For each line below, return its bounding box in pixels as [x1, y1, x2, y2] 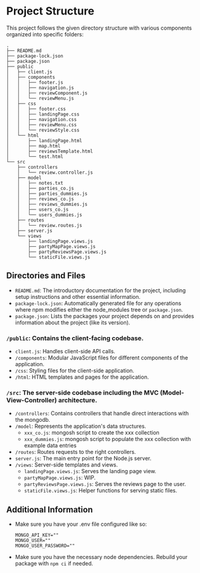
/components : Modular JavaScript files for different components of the [15, 354, 189, 361]
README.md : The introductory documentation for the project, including [15, 286, 186, 294]
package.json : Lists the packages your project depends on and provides [15, 312, 195, 319]
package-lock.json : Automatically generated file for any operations [15, 300, 181, 307]
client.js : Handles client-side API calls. [15, 348, 116, 355]
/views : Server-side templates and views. [15, 461, 118, 468]
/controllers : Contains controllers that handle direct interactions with [15, 410, 189, 417]
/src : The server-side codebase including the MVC [6, 388, 159, 397]
